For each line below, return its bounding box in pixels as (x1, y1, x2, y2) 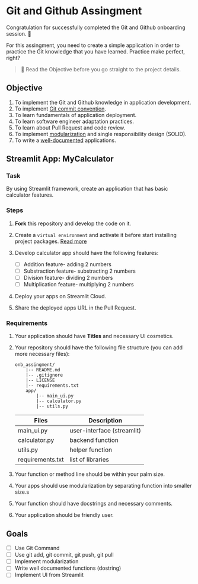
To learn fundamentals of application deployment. (14, 111, 137, 118)
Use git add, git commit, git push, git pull (14, 551, 114, 558)
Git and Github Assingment (6, 4, 142, 18)
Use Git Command (14, 545, 60, 552)
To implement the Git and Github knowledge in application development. (14, 99, 191, 106)
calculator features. (6, 191, 54, 198)
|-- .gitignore (25, 373, 63, 378)
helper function (69, 446, 113, 454)
